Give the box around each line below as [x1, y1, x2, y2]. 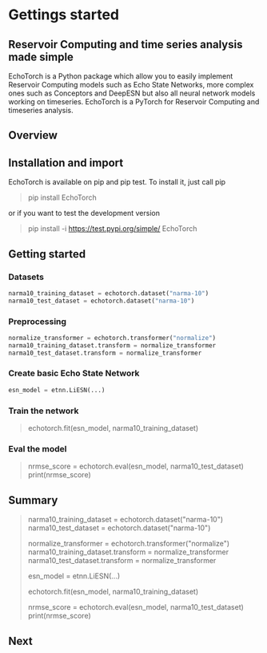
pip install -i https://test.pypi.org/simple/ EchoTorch [27, 224, 197, 233]
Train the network [8, 405, 79, 416]
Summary [8, 493, 58, 507]
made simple [8, 50, 74, 63]
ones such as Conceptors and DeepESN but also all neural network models [8, 88, 256, 98]
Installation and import [8, 156, 124, 169]
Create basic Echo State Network [8, 367, 140, 379]
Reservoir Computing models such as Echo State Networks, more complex [8, 80, 254, 89]
